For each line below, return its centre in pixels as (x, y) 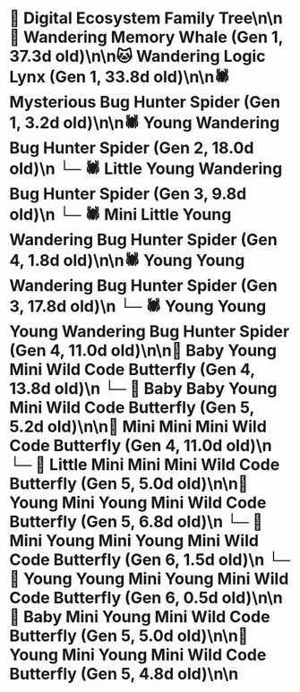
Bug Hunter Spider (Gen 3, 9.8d (128, 194)
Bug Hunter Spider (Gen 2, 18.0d (132, 148)
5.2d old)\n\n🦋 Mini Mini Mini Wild (138, 427)
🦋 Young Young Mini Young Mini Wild (149, 579)
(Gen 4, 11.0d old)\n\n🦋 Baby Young (143, 350)
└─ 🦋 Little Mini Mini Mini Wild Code (145, 465)
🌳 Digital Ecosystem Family (112, 18)
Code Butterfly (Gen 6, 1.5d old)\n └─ (150, 560)
